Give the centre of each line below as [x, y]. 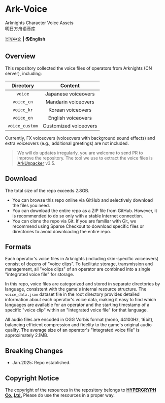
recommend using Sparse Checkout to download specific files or [78, 226]
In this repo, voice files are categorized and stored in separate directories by [82, 284]
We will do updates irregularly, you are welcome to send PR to [80, 153]
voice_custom [23, 126]
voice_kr [23, 110]
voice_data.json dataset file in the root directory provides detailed [72, 294]
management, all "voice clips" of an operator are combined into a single [78, 269]
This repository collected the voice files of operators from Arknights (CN [79, 68]
